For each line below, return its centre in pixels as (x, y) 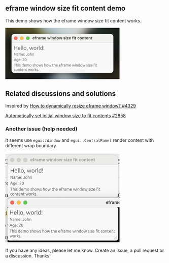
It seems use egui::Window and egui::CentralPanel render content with (80, 140)
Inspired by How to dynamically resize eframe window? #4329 (71, 106)
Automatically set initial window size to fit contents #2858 (65, 116)
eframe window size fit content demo (65, 8)
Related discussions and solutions (61, 94)
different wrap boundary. (31, 145)
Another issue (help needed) (41, 129)
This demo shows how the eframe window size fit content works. (73, 20)
